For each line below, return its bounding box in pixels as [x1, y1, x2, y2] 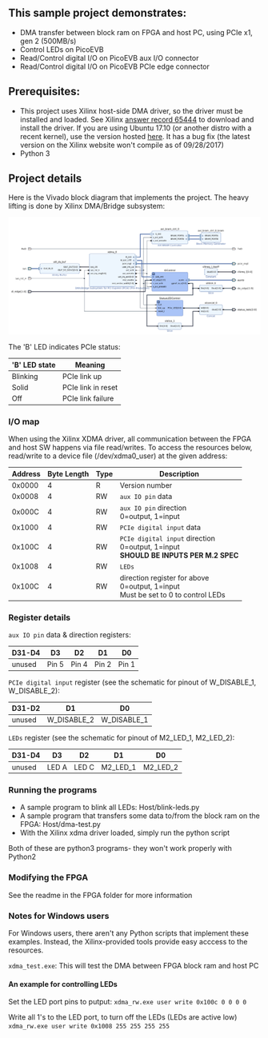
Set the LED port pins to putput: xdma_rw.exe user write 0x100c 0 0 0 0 [8, 997, 247, 1007]
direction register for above [119, 573, 210, 582]
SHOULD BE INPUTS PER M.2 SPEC [119, 551, 239, 561]
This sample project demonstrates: [8, 6, 186, 20]
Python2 [8, 852, 37, 862]
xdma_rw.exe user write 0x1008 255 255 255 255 [8, 1023, 170, 1031]
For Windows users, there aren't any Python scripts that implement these [8, 928, 250, 938]
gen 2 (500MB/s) [19, 36, 77, 46]
